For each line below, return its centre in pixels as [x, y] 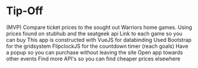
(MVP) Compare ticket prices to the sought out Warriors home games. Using [99, 27]
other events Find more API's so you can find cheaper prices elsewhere [93, 59]
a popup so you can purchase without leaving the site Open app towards [95, 52]
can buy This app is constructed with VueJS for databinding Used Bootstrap [99, 40]
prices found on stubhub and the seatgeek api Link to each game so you [94, 33]
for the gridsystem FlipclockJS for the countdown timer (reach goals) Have [97, 46]
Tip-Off [25, 11]
